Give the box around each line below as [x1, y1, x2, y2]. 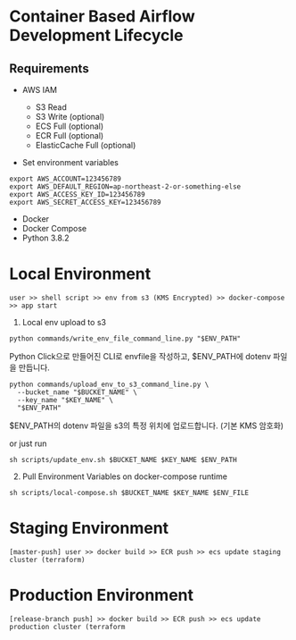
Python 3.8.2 [21, 232, 70, 243]
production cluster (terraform [9, 622, 126, 631]
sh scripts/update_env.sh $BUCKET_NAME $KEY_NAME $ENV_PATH [9, 455, 238, 464]
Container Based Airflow [9, 6, 195, 27]
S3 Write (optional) [35, 112, 105, 122]
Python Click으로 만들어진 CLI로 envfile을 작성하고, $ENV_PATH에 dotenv [9, 350, 272, 361]
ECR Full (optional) [35, 131, 104, 140]
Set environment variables [21, 157, 119, 167]
